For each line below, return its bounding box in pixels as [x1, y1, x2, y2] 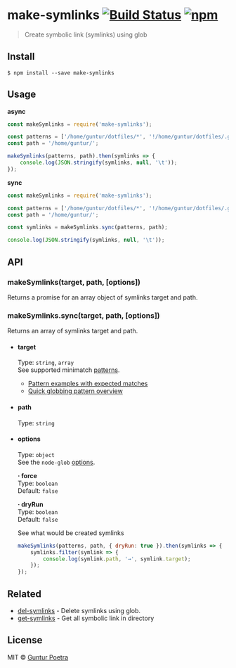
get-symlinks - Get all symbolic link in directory [17, 614, 155, 622]
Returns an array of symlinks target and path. [7, 327, 138, 335]
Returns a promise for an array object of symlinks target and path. [7, 293, 198, 302]
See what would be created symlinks [17, 528, 124, 537]
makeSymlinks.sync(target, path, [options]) [7, 310, 160, 320]
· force [17, 471, 37, 480]
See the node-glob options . [17, 458, 96, 466]
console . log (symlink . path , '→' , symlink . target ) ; [43, 555, 191, 563]
